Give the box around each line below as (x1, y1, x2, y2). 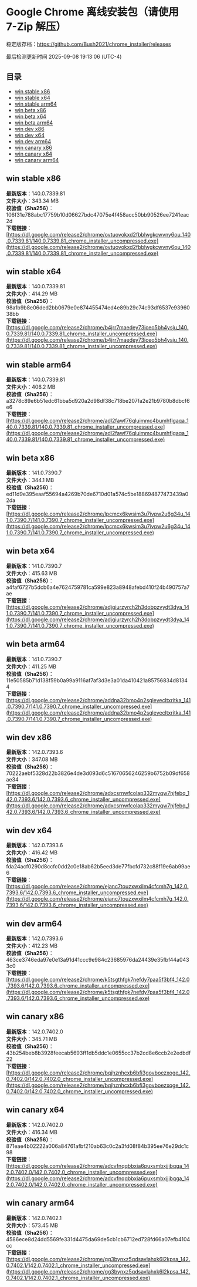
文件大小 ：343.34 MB (6, 197, 59, 204)
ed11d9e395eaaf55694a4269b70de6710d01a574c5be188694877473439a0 (6, 491, 189, 497)
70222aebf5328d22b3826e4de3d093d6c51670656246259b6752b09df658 (6, 770, 191, 777)
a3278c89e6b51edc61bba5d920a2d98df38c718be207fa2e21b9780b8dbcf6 (6, 397, 190, 405)
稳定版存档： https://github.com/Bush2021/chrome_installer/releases (6, 41, 171, 48)
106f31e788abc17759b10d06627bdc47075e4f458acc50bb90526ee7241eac (6, 211, 189, 218)
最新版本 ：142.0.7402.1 (6, 1214, 62, 1221)
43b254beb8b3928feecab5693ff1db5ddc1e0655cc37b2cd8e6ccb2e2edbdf (6, 1049, 191, 1056)
